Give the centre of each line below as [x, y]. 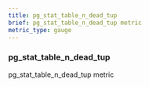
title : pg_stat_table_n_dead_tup [63, 15]
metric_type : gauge [40, 30]
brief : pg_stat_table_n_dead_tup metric [75, 23]
